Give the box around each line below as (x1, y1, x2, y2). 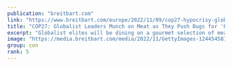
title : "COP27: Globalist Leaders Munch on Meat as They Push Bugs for (7, 23, 217, 30)
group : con (7, 42, 39, 49)
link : (7, 16, 23, 23)
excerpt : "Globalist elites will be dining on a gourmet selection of (7, 29, 215, 36)
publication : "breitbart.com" (7, 10, 95, 17)
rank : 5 (7, 49, 30, 56)
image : (7, 36, 26, 43)
